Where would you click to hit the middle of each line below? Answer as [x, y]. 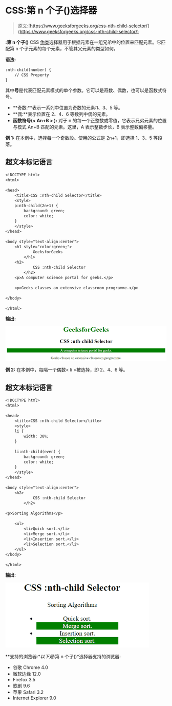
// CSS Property [32, 75]
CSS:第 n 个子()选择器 [51, 11]
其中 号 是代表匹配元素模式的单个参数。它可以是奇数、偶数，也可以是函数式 [84, 90]
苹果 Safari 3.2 [28, 692]
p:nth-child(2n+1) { [36, 206]
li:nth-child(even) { [37, 452]
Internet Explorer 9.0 [34, 698]
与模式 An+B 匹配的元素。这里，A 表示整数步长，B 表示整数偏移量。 [85, 127]
